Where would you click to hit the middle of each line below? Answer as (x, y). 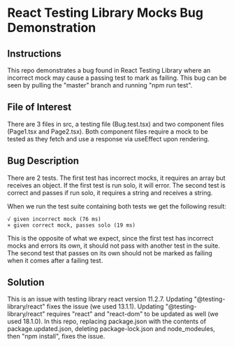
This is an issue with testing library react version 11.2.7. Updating (100, 299)
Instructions (34, 54)
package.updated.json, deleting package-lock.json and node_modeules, (111, 329)
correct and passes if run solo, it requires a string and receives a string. (110, 192)
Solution (26, 282)
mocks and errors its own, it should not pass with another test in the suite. (114, 246)
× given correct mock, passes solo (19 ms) (72, 225)
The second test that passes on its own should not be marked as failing (110, 253)
